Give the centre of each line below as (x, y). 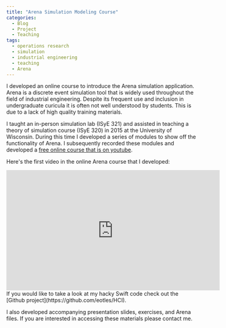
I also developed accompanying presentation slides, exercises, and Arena (99, 312)
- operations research (41, 46)
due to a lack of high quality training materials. (65, 112)
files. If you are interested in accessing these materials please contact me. (100, 319)
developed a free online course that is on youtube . (69, 150)
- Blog (20, 23)
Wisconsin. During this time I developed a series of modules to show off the (101, 137)
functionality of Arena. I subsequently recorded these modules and (90, 144)
